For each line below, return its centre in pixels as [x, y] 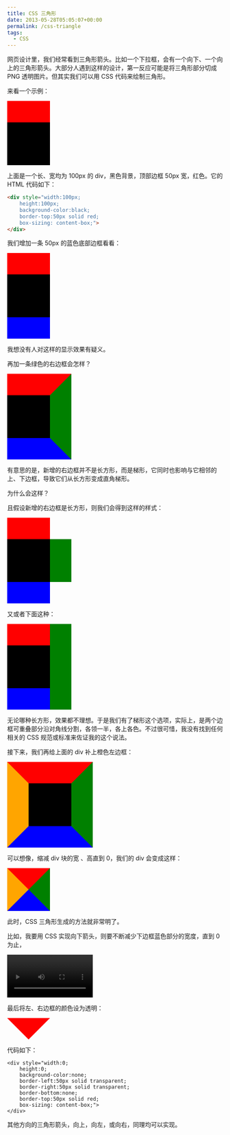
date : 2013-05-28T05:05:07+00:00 [55, 20]
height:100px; [39, 204]
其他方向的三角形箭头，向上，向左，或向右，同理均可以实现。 [94, 1125]
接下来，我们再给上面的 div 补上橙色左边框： [70, 752]
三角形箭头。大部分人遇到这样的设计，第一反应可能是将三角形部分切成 [118, 68]
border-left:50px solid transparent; [73, 1081]
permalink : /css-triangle [44, 26]
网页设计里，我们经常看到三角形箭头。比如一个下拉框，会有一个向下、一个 [112, 60]
